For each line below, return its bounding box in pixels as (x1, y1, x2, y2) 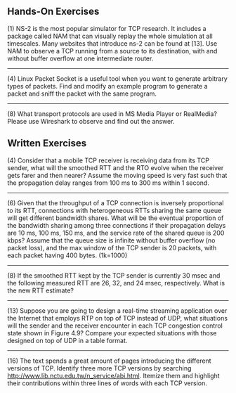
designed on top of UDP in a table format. (7, 336, 128, 344)
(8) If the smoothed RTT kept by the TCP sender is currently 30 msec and (7, 271, 221, 280)
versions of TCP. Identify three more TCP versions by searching (7, 363, 192, 372)
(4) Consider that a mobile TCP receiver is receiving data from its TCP (7, 156, 209, 165)
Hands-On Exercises (7, 6, 100, 18)
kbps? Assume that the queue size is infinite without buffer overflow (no (7, 236, 216, 245)
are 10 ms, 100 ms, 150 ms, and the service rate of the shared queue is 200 (7, 228, 225, 237)
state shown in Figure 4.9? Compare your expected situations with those (7, 328, 217, 337)
